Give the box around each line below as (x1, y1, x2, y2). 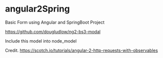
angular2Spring (5, 3, 70, 14)
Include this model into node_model (5, 38, 77, 44)
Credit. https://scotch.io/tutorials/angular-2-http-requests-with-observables (5, 47, 158, 53)
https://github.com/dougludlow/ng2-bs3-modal (5, 29, 101, 34)
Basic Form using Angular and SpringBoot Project (5, 19, 105, 25)
